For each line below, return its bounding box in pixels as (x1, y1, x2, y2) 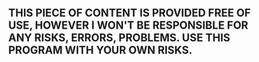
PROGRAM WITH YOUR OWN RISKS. (8, 44, 193, 57)
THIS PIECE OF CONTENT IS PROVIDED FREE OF (8, 6, 251, 20)
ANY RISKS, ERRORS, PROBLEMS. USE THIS (8, 31, 230, 45)
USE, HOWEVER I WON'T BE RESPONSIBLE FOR (8, 19, 249, 33)
